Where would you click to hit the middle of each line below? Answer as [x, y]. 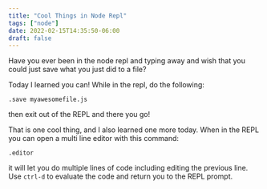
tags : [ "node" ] [34, 23]
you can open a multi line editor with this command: [93, 139]
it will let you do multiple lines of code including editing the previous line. [128, 168]
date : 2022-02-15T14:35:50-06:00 [64, 30]
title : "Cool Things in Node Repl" [68, 16]
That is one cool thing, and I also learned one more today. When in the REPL [133, 130]
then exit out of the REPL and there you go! [79, 115]
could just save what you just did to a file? [77, 70]
